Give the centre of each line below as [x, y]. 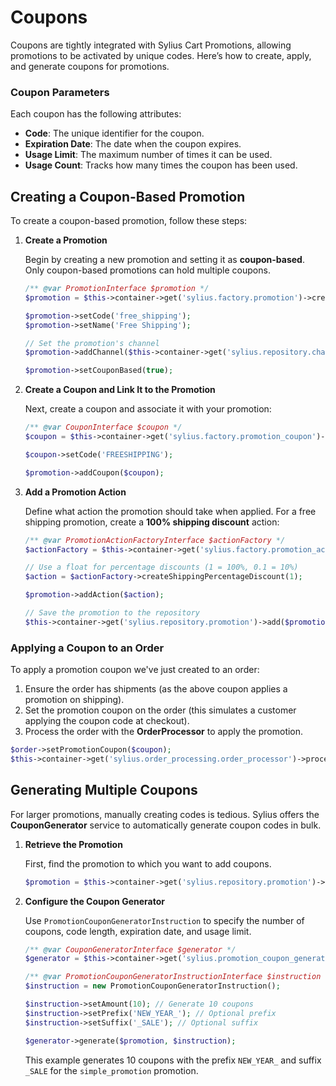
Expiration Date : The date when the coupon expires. [133, 144]
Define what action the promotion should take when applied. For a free [170, 511]
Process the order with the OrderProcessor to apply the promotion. [164, 732]
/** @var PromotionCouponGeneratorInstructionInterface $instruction [173, 977]
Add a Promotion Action [75, 492]
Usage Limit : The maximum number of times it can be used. [148, 155]
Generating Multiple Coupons [104, 790]
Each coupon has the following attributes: [96, 114]
